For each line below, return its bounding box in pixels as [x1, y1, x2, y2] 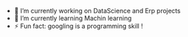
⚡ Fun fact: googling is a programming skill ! [14, 22, 144, 30]
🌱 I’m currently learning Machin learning [14, 14, 132, 22]
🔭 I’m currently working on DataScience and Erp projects [14, 7, 181, 15]
